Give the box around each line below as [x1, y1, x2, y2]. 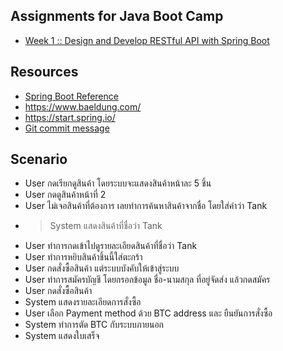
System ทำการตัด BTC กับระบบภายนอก [24, 319, 165, 331]
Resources [10, 64, 79, 81]
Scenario [10, 151, 68, 168]
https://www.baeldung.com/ [24, 100, 142, 113]
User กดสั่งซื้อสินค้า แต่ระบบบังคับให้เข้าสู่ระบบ [24, 262, 180, 274]
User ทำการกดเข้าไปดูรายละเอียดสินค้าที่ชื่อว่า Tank [24, 240, 198, 252]
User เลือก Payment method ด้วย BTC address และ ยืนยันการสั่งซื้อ [24, 307, 273, 319]
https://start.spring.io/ [24, 111, 116, 123]
